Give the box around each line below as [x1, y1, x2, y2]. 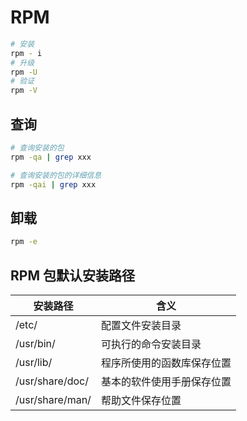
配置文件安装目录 [100, 319, 182, 332]
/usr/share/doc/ [15, 374, 89, 388]
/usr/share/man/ [15, 393, 92, 406]
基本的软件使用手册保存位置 [100, 375, 232, 388]
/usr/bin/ [15, 337, 56, 350]
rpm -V [10, 86, 38, 96]
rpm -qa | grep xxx [10, 152, 92, 162]
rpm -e [10, 237, 38, 247]
